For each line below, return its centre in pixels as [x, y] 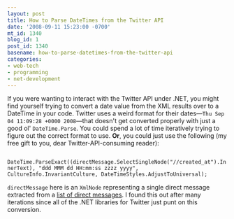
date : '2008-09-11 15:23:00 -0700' [59, 27]
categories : [24, 59]
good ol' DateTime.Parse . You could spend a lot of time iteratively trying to [114, 128]
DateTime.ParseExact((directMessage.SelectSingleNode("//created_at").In [117, 162]
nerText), [22, 169]
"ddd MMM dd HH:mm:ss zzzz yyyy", [88, 169]
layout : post [26, 14]
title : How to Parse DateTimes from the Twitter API [86, 20]
